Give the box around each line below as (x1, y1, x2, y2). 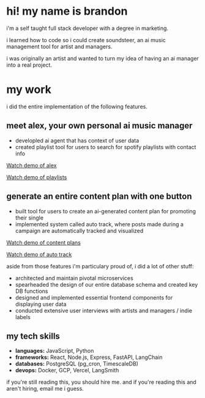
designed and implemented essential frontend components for (15, 293, 173, 301)
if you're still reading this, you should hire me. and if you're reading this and (6, 378, 197, 386)
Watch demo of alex (6, 161, 57, 169)
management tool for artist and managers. (6, 43, 113, 50)
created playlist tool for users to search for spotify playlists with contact (15, 143, 196, 150)
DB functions (15, 287, 48, 295)
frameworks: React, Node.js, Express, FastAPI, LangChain (15, 353, 163, 361)
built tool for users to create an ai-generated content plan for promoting (15, 207, 196, 215)
